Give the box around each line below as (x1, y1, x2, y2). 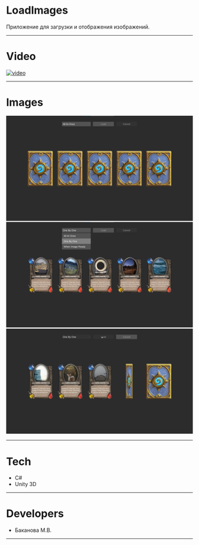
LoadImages (6, 4, 68, 17)
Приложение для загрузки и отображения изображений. (6, 23, 150, 30)
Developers (6, 507, 64, 521)
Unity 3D (14, 481, 37, 488)
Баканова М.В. (14, 527, 52, 534)
